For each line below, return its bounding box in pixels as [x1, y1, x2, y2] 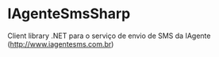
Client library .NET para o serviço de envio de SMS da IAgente [7, 31, 211, 40]
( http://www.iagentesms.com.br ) [7, 39, 114, 48]
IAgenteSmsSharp [7, 5, 131, 23]
